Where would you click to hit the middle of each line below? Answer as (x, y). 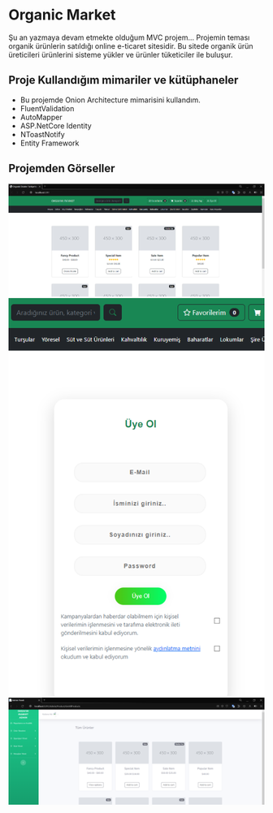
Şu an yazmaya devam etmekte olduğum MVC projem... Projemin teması (129, 37)
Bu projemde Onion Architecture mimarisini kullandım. (110, 100)
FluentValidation (47, 108)
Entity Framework (50, 143)
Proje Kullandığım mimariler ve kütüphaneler (123, 80)
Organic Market (62, 15)
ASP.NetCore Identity (56, 125)
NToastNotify (42, 134)
